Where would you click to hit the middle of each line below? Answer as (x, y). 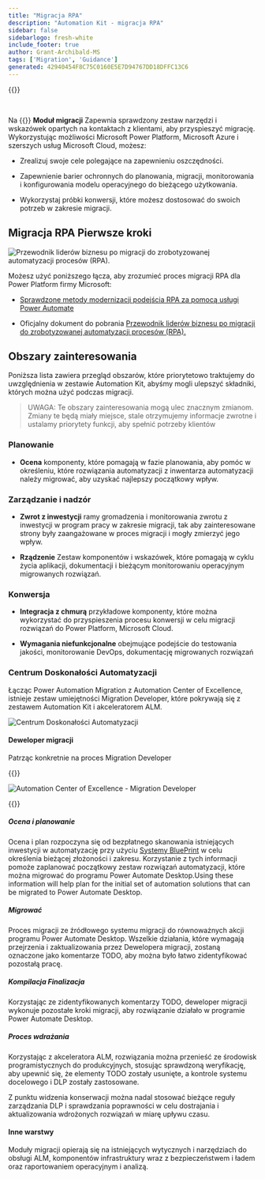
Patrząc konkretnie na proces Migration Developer (90, 758)
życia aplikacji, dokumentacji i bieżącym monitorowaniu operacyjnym (132, 565)
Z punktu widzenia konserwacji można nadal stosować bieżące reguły (122, 1097)
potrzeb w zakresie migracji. (65, 208)
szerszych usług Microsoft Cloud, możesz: (77, 145)
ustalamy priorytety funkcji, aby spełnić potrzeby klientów (121, 425)
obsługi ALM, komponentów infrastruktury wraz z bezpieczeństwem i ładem (132, 1158)
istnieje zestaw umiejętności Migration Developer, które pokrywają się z (125, 698)
